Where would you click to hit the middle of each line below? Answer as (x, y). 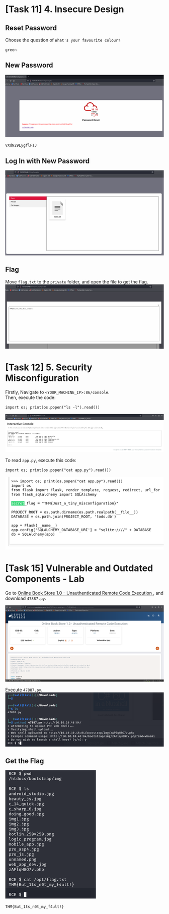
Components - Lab (45, 579)
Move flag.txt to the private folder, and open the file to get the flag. (77, 281)
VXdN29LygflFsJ (21, 146)
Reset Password (31, 28)
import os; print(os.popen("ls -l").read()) (53, 408)
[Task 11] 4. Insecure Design (65, 9)
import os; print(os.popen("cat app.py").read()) (58, 470)
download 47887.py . (26, 598)
